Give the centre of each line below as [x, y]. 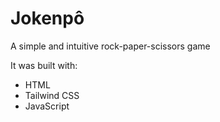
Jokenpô [47, 18]
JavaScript [47, 106]
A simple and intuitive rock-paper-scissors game [110, 46]
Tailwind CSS [52, 95]
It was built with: [44, 65]
